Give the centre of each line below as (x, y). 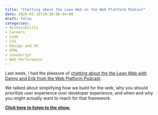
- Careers (15, 32)
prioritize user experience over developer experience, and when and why (79, 93)
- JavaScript (18, 55)
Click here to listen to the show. (38, 108)
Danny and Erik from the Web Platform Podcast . (53, 78)
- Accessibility (22, 28)
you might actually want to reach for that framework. (58, 98)
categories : (17, 23)
